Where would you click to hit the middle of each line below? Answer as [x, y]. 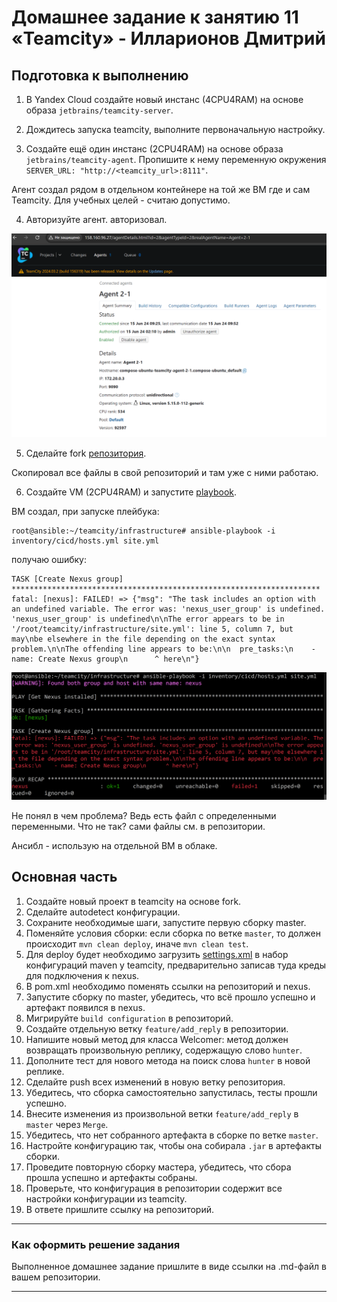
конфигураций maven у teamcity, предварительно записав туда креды [176, 965]
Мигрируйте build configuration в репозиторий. [129, 1018]
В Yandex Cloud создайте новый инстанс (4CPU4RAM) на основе [164, 99]
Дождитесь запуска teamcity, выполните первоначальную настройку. [175, 129]
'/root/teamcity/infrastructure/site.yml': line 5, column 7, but [152, 629]
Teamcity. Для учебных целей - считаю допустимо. [121, 200]
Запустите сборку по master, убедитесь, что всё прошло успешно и [170, 997]
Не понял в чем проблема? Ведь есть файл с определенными [144, 816]
